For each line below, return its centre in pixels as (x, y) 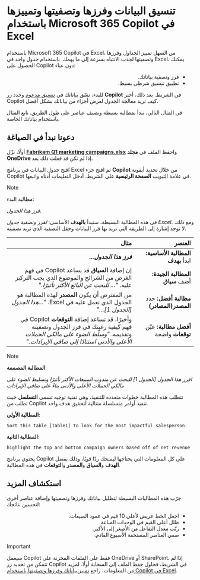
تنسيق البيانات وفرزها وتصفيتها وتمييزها (91, 11)
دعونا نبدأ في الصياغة (41, 138)
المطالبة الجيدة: (171, 273)
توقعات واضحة (173, 334)
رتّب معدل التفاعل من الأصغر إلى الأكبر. (136, 528)
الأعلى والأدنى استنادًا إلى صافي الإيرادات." (79, 341)
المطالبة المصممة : (27, 367)
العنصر (182, 243)
